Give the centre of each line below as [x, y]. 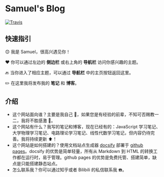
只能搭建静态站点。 [40, 163]
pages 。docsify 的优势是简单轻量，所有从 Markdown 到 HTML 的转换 [83, 151]
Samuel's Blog [35, 9]
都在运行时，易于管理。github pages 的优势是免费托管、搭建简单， [84, 157]
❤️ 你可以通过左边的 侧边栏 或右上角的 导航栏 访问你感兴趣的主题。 [73, 62]
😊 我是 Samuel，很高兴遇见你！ [38, 52]
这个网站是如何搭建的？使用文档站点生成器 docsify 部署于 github [78, 145]
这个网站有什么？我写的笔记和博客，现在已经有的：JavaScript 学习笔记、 [86, 126]
